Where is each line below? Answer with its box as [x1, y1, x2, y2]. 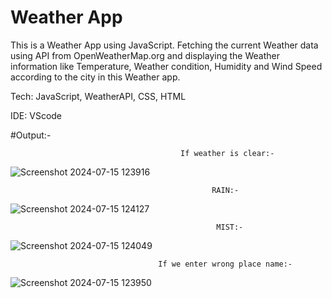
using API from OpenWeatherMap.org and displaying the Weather [10, 49, 280, 61]
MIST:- [216, 222, 244, 232]
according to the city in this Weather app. [10, 71, 181, 83]
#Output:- [10, 129, 52, 141]
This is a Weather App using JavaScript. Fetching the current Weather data [10, 39, 319, 51]
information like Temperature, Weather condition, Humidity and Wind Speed [10, 60, 323, 72]
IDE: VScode [10, 109, 63, 121]
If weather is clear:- [180, 148, 275, 158]
